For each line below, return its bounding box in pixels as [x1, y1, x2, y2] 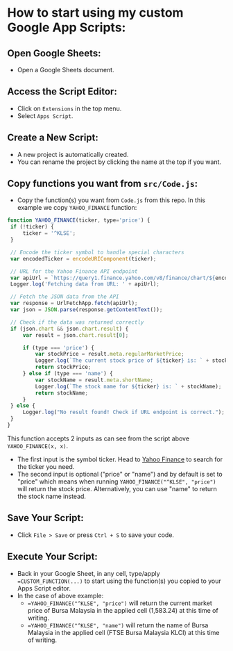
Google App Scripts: [7, 19, 126, 35]
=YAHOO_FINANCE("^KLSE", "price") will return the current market [27, 599, 213, 607]
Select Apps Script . [17, 111, 74, 120]
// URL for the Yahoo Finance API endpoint [10, 267, 138, 275]
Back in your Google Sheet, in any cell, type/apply [17, 569, 161, 577]
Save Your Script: [7, 512, 85, 524]
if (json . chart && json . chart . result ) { [10, 325, 129, 332]
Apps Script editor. [17, 584, 71, 592]
